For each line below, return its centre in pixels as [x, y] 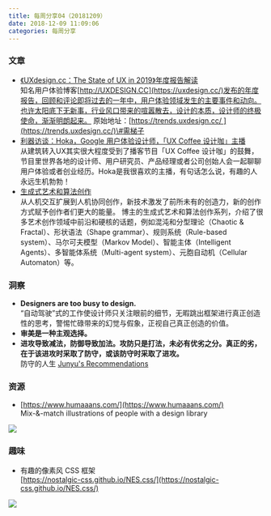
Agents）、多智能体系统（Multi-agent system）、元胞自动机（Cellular [134, 252]
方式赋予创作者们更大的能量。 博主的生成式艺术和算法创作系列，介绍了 [138, 211]
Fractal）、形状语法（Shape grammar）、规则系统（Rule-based [123, 232]
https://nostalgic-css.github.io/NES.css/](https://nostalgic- [121, 480]
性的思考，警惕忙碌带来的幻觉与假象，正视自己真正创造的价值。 [126, 323]
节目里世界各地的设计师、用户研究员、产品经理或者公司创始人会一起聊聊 [140, 161]
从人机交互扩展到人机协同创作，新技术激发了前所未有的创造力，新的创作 [140, 201]
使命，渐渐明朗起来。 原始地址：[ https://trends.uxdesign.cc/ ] [123, 120]
